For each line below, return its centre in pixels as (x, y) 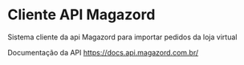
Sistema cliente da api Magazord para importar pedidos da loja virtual (122, 37)
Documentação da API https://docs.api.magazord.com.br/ (103, 52)
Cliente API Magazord (81, 15)
